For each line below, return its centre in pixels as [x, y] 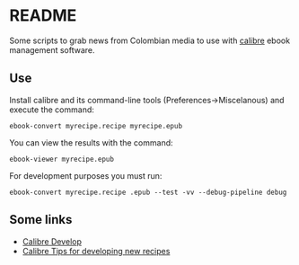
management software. [53, 49]
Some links [41, 220]
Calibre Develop [52, 241]
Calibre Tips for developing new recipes [96, 251]
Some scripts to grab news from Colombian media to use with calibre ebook [149, 40]
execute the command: [52, 110]
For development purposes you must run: [86, 175]
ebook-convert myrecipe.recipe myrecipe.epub [96, 126]
